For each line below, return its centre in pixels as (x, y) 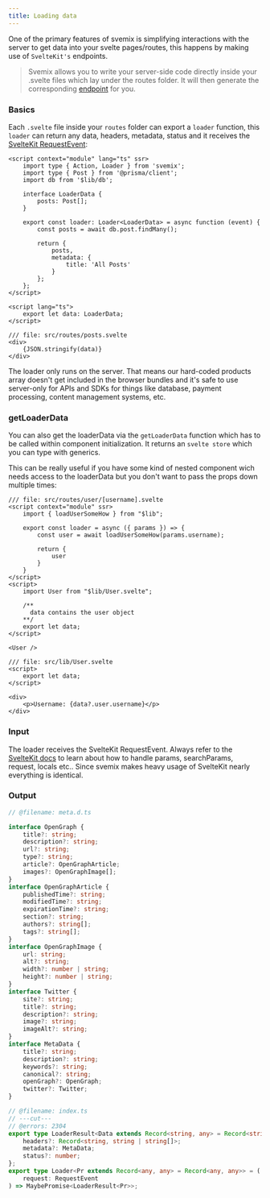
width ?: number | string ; (66, 969)
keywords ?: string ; (55, 1067)
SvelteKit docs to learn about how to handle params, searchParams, (121, 757)
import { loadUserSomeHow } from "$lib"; (93, 514)
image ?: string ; (50, 1022)
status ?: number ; (52, 1156)
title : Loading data (43, 16)
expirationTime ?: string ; (66, 910)
